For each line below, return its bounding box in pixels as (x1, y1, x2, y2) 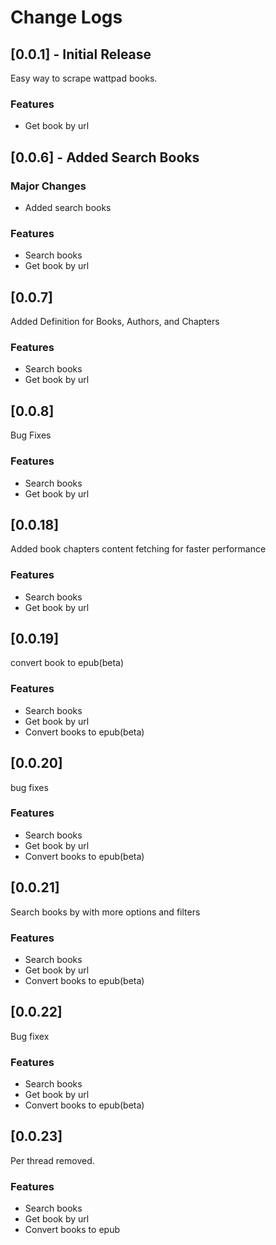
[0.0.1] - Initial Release (10, 46, 152, 63)
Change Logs (10, 6, 123, 29)
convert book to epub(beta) (10, 657, 125, 669)
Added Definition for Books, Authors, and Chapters (10, 316, 220, 328)
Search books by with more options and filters (10, 906, 201, 918)
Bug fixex (10, 1030, 50, 1042)
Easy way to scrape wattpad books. (10, 72, 158, 84)
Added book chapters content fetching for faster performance (10, 543, 267, 555)
